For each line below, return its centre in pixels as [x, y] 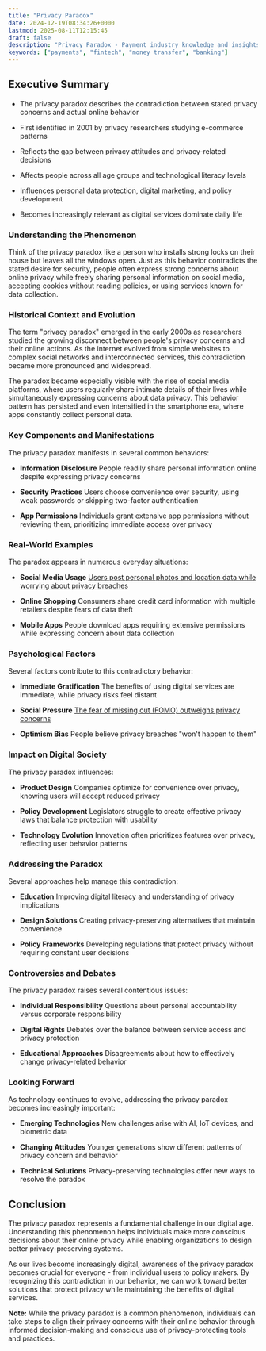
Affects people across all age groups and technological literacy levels [133, 175]
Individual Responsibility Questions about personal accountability [128, 1006]
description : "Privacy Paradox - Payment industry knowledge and [118, 45]
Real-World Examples [51, 544]
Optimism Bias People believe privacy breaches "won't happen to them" [138, 734]
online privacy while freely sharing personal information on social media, [127, 278]
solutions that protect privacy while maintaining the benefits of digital [121, 1289]
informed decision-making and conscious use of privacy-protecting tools [127, 1330]
